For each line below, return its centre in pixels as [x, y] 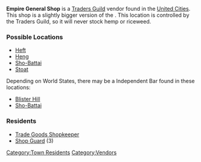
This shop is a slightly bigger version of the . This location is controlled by [98, 15]
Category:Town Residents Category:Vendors [62, 152]
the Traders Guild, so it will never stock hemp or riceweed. [79, 21]
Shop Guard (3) [34, 140]
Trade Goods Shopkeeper [47, 134]
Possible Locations [35, 37]
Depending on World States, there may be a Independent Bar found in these [101, 81]
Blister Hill [27, 99]
